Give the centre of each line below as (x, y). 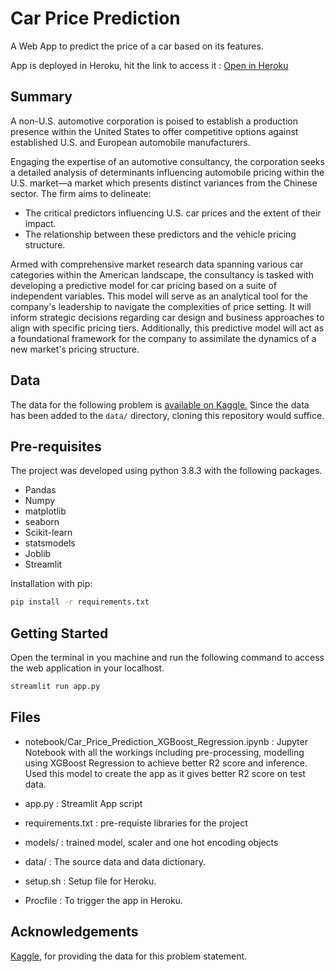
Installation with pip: (51, 584)
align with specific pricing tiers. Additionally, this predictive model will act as (167, 328)
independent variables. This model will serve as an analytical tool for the (159, 296)
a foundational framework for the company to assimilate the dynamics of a (163, 338)
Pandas (40, 490)
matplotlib (45, 511)
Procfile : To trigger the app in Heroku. (103, 900)
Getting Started (59, 633)
